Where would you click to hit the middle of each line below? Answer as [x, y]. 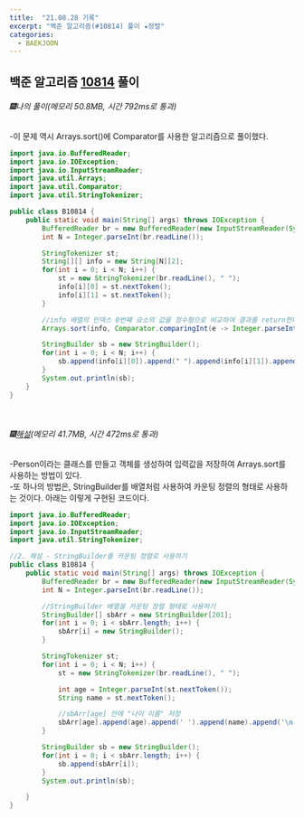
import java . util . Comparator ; [66, 187]
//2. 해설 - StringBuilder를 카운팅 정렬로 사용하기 [99, 557]
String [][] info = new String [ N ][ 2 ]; [113, 262]
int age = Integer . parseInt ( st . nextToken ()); [145, 689]
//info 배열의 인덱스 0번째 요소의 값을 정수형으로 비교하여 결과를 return [164, 320]
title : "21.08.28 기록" [54, 18]
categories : [32, 34]
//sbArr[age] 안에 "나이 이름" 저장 [119, 714]
